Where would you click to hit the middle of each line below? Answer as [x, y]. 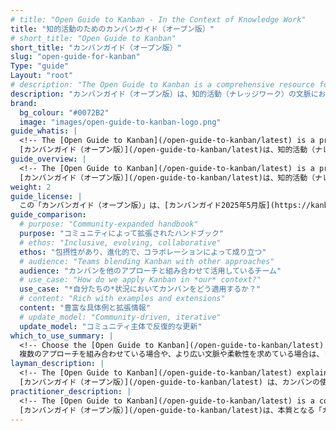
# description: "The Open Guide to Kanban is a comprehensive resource [162, 85]
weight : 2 [31, 187]
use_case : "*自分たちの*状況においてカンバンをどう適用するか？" [140, 289]
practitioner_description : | [71, 391]
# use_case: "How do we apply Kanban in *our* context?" [140, 280]
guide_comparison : [48, 215]
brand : [24, 103]
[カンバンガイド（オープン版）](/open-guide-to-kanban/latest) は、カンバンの [169, 382]
